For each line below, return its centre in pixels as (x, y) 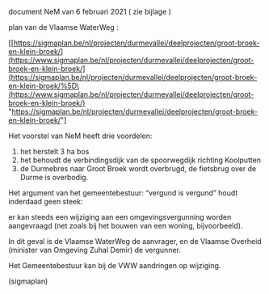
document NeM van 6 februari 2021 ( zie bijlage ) (90, 12)
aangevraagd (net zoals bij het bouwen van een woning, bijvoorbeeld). (126, 226)
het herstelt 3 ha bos (55, 151)
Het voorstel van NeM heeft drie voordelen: (80, 136)
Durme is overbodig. (54, 177)
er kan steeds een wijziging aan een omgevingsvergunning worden (120, 217)
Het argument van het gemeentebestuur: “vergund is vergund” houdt (123, 193)
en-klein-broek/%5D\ (44, 86)
